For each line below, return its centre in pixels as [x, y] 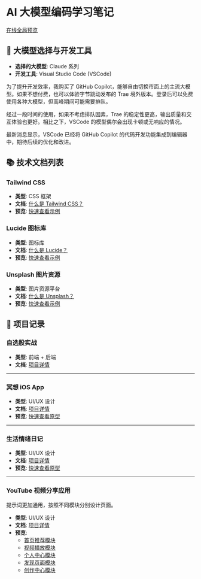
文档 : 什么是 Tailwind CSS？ [49, 204]
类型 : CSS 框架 [33, 196]
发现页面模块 [39, 562]
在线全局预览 [22, 30]
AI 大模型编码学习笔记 [60, 12]
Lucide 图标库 [26, 228]
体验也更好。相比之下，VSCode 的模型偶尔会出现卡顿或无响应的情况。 [98, 122]
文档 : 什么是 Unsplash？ [45, 296]
